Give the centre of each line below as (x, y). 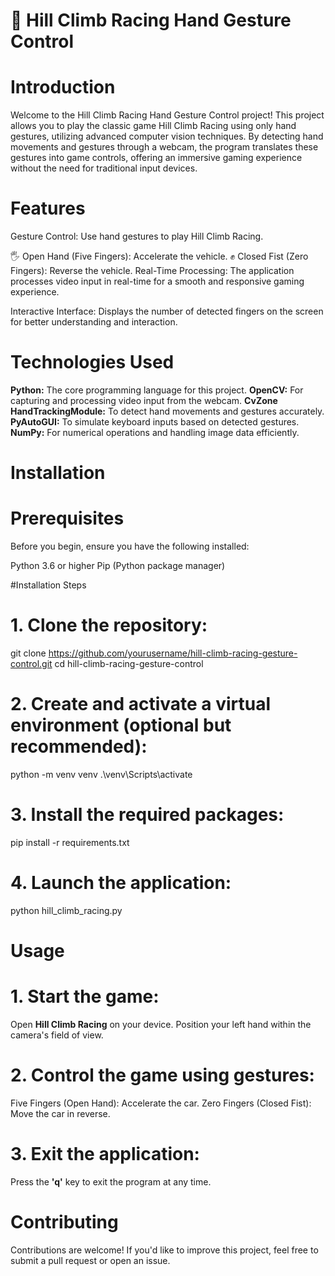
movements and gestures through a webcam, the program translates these (164, 147)
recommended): (79, 746)
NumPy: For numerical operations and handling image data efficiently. (155, 432)
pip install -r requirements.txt (70, 842)
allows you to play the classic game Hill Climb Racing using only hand (153, 126)
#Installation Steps (48, 585)
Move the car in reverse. (60, 1113)
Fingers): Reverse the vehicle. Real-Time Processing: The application (152, 271)
